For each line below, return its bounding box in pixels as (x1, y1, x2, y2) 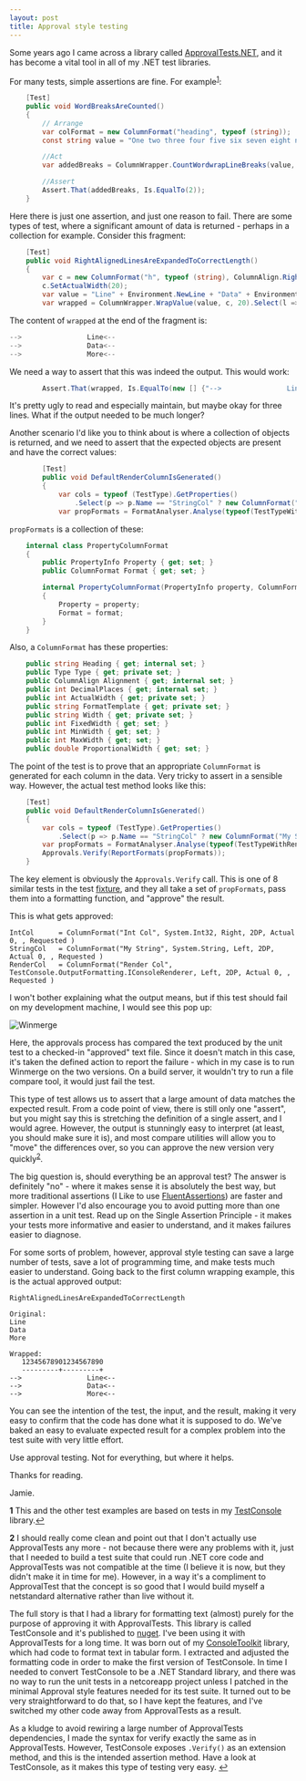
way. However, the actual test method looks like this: (9, 781, 207, 792)
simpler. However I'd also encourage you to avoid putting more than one (9, 1200, 280, 1211)
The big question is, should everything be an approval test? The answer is (9, 1171, 287, 1182)
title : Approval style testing (9, 22, 128, 31)
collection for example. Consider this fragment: (9, 230, 187, 241)
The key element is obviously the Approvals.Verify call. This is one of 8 (9, 874, 279, 885)
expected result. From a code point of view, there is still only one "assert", (9, 1103, 287, 1114)
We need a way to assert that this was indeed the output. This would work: (9, 366, 290, 377)
